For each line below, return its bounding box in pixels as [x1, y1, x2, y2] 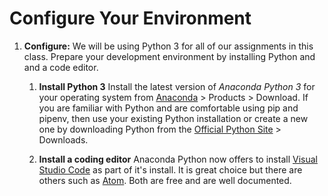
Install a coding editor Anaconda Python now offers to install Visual [38, 153, 318, 165]
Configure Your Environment [9, 7, 252, 30]
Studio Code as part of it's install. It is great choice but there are [38, 163, 303, 176]
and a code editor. [23, 61, 99, 73]
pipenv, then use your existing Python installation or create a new [38, 112, 309, 124]
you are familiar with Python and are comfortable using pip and [38, 102, 299, 114]
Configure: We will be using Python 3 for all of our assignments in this [23, 40, 314, 52]
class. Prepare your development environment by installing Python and [23, 50, 316, 62]
